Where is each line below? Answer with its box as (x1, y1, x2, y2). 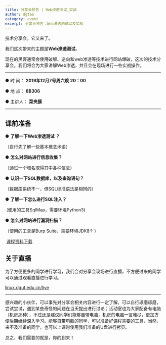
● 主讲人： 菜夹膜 (5, 99, 42, 104)
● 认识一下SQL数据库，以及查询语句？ (5, 175, 84, 181)
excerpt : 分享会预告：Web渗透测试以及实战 (5, 21, 83, 26)
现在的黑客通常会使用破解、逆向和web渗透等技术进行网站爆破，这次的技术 (5, 56, 157, 62)
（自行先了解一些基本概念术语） (5, 144, 70, 150)
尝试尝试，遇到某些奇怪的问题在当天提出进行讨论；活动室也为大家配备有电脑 (5, 305, 161, 311)
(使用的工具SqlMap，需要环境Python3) (6, 207, 85, 213)
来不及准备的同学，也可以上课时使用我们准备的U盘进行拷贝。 (5, 324, 130, 330)
